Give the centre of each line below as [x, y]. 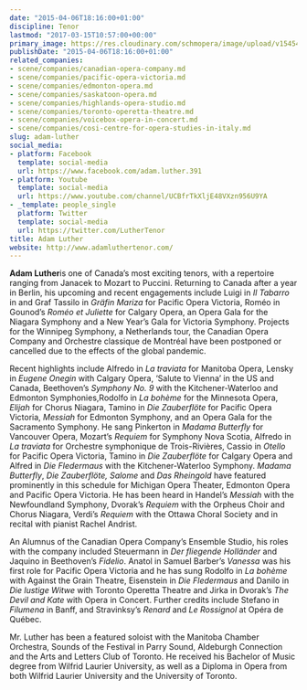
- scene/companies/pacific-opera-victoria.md [97, 78]
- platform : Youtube [49, 179]
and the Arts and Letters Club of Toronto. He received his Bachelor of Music [152, 657]
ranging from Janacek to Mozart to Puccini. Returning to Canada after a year [153, 283]
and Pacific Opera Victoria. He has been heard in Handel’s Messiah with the [152, 495]
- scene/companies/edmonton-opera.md [81, 86]
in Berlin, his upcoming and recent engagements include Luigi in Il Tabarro [149, 292]
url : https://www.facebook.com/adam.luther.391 [110, 171]
